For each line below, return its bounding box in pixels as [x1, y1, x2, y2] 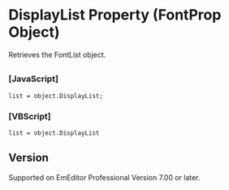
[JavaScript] [8, 73, 59, 84]
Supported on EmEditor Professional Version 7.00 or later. [8, 172, 201, 182]
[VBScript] [8, 110, 51, 122]
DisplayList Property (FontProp [8, 6, 222, 24]
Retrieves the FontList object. [8, 50, 106, 59]
